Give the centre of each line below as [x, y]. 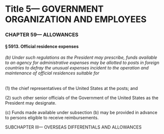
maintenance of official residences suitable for [52, 73]
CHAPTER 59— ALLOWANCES [42, 35]
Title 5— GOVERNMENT [54, 9]
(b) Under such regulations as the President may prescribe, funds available [81, 58]
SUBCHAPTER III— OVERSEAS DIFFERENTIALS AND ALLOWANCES [73, 127]
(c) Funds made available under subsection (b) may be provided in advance [81, 112]
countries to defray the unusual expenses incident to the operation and [77, 68]
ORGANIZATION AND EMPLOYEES [76, 19]
